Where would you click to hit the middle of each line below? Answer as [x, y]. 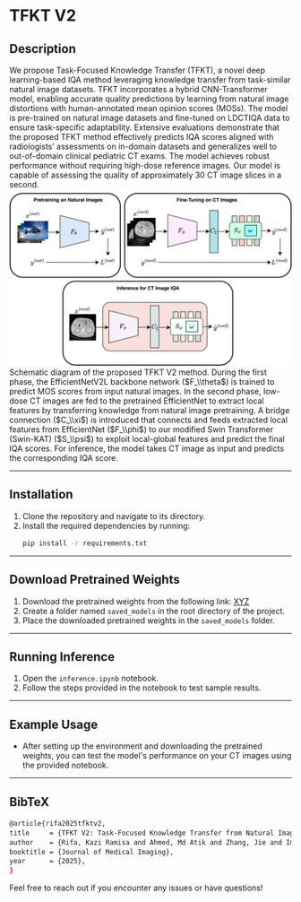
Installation [41, 494]
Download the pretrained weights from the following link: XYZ [136, 601]
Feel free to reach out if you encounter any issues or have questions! [136, 888]
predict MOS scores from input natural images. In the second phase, [135, 391]
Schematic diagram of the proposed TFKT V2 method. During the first [138, 372]
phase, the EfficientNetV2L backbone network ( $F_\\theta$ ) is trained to [142, 382]
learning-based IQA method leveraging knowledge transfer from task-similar [150, 80]
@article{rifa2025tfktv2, [57, 823]
